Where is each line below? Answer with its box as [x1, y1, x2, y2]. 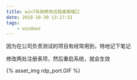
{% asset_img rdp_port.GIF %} [6, 67, 81, 75]
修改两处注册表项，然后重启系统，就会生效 [6, 55, 110, 63]
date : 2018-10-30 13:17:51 [6, 14, 73, 20]
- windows [17, 25, 42, 32]
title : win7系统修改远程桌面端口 [6, 8, 80, 15]
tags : [6, 20, 20, 26]
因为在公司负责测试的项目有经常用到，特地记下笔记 [6, 42, 131, 50]
